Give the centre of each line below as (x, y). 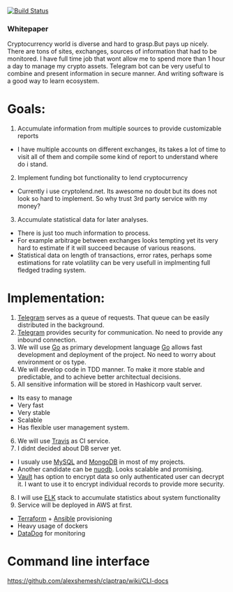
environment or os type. (52, 362)
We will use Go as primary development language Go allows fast (110, 347)
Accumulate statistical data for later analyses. (83, 220)
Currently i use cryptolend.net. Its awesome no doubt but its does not (117, 191)
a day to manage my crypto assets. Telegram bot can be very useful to (109, 66)
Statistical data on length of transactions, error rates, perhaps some (115, 255)
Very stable (34, 413)
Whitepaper (28, 29)
